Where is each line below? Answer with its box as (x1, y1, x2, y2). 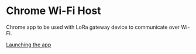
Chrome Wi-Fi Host (6, 4, 101, 18)
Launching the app (6, 41, 51, 48)
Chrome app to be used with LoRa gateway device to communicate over (6, 23, 180, 31)
